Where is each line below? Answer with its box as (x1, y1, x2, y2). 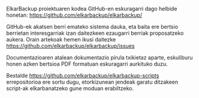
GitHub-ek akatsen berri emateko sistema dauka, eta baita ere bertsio (6, 23, 179, 30)
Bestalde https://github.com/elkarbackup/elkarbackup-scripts (6, 72, 159, 79)
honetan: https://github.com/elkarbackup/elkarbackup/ (6, 11, 143, 19)
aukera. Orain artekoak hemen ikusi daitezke (6, 36, 116, 43)
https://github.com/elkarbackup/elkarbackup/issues (6, 42, 135, 49)
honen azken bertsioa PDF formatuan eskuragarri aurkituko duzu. (6, 60, 168, 67)
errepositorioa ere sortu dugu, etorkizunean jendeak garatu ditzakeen (6, 78, 179, 85)
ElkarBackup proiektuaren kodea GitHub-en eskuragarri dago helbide (6, 5, 177, 12)
